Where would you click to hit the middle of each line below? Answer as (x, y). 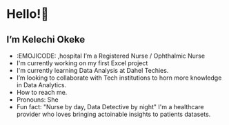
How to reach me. (42, 92)
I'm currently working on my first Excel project (82, 63)
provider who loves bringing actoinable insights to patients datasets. (113, 114)
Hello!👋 (28, 14)
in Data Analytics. (41, 85)
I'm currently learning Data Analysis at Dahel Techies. (92, 70)
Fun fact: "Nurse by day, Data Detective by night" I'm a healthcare (110, 107)
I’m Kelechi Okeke (46, 39)
